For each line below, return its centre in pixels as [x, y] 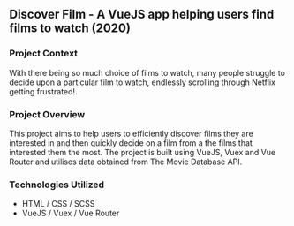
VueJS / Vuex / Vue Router [71, 213]
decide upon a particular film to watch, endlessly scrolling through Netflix [143, 82]
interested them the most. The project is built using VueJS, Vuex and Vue [143, 152]
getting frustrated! [42, 91]
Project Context [43, 54]
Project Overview [47, 114]
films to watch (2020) [70, 29]
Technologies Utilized [57, 185]
